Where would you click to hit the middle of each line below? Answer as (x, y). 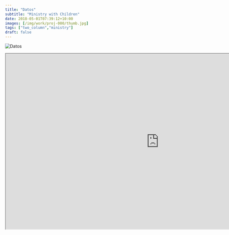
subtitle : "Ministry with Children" (42, 14)
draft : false (18, 32)
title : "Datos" (21, 10)
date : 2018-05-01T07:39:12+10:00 (39, 19)
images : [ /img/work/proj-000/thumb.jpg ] (47, 23)
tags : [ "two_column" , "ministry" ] (39, 28)
